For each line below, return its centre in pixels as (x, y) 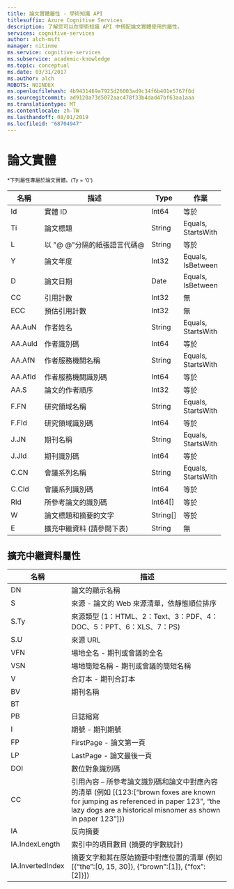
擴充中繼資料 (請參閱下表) (86, 528)
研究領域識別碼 (69, 423)
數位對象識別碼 (95, 769)
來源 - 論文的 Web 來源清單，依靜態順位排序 (144, 604)
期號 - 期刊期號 (96, 730)
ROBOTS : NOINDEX (31, 85)
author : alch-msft (34, 40)
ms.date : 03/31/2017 (37, 72)
